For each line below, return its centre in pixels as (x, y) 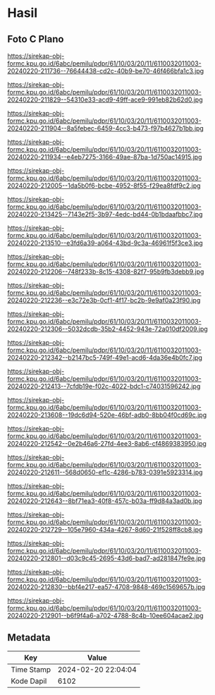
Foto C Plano (36, 39)
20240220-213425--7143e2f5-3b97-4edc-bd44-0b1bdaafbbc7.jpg (105, 214)
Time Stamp (31, 670)
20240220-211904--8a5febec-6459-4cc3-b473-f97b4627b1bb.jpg (106, 128)
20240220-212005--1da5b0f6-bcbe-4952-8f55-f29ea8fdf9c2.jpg (104, 186)
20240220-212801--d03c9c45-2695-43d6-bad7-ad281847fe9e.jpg (106, 558)
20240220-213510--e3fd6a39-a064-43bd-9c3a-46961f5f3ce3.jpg (105, 243)
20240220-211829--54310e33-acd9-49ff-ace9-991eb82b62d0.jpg (105, 99)
